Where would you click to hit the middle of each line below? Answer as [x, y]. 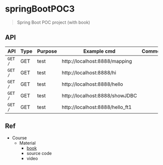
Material [27, 143]
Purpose [47, 51]
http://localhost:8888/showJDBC [99, 95]
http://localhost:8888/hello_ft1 [97, 107]
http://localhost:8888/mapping [97, 61]
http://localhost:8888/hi [89, 73]
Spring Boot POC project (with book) [54, 22]
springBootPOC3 [40, 9]
